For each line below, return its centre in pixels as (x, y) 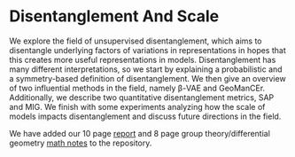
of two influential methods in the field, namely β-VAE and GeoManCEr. (137, 88)
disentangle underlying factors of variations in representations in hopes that (147, 50)
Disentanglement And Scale (114, 16)
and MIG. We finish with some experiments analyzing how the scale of (137, 106)
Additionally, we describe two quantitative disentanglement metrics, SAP (142, 97)
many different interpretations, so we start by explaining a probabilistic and (146, 69)
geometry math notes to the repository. (81, 143)
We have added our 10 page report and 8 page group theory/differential (140, 133)
